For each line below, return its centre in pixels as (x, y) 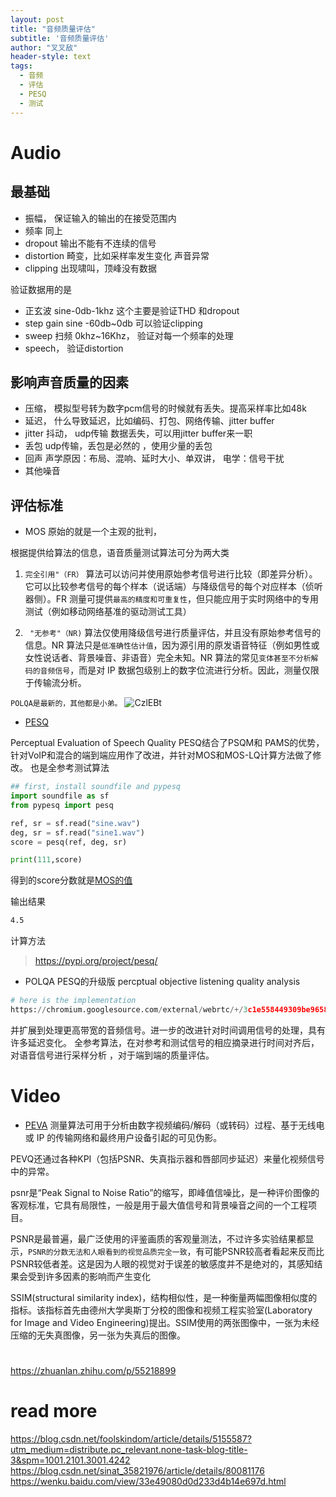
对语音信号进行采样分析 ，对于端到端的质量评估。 (112, 1055)
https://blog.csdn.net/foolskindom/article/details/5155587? (131, 1438)
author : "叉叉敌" (44, 47)
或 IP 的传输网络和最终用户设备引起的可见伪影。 (123, 1137)
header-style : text (51, 57)
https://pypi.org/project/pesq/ (96, 961)
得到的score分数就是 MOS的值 (71, 880)
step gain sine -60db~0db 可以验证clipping (113, 323)
